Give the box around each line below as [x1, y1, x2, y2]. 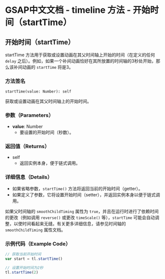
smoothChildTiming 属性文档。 [5, 227, 66, 233]
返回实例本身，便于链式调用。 [19, 160, 80, 166]
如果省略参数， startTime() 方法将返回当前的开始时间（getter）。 [12, 186, 143, 192]
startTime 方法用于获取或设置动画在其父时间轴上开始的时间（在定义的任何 [5, 52, 155, 58]
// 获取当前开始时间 [5, 252, 41, 257]
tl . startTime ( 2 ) [5, 270, 38, 275]
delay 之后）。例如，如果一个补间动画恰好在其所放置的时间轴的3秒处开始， [5, 58, 156, 64]
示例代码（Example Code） [5, 241, 71, 248]
